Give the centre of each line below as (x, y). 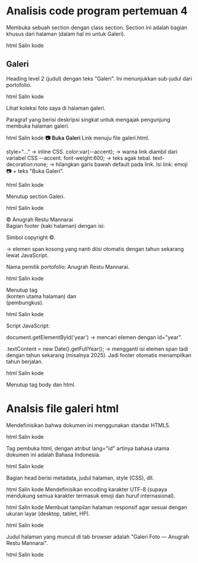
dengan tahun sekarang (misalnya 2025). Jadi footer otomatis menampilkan (99, 355)
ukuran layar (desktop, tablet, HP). (48, 513)
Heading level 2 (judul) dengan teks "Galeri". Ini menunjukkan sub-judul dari (99, 78)
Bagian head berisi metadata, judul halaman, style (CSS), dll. (80, 478)
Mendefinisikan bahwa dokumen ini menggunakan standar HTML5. (88, 425)
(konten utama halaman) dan (41, 296)
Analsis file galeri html (62, 408)
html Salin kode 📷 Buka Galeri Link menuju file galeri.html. (78, 138)
